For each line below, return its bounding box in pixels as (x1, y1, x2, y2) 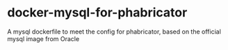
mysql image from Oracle (7, 34, 80, 42)
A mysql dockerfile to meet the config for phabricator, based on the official (7, 27, 221, 36)
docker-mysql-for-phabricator (7, 5, 188, 21)
